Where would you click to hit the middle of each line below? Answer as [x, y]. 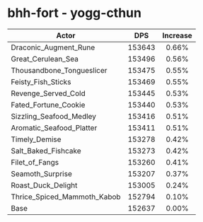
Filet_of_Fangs [35, 162]
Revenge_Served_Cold [48, 93]
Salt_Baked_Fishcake [46, 151]
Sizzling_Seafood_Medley [54, 116]
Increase [177, 35]
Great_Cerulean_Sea [45, 59]
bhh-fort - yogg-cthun [74, 13]
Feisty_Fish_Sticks [41, 81]
